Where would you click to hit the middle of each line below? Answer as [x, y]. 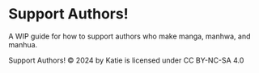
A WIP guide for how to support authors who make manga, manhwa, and [129, 36]
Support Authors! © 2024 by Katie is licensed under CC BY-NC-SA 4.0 [126, 60]
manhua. [23, 44]
